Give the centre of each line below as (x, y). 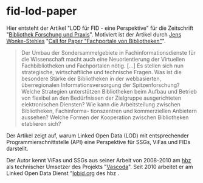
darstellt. (17, 148)
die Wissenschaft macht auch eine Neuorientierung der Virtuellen (103, 59)
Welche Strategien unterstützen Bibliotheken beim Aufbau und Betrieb (109, 91)
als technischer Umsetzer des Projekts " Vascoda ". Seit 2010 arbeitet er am (100, 167)
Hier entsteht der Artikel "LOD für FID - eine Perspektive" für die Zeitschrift (100, 28)
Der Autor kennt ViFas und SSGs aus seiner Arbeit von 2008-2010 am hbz (99, 160)
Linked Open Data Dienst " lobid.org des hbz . (63, 173)
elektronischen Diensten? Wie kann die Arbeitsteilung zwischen (101, 104)
